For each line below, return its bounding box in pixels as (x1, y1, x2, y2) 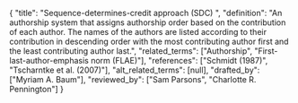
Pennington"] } (9, 84, 65, 94)
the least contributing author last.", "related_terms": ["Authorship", (9, 46, 253, 56)
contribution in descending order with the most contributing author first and (9, 36, 289, 47)
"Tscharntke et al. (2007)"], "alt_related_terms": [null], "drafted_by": (9, 64, 260, 75)
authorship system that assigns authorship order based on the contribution (9, 17, 286, 28)
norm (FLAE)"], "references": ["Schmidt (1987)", (91, 56, 268, 65)
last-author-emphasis (9, 56, 90, 65)
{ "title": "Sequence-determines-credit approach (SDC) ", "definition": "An (9, 8, 283, 18)
